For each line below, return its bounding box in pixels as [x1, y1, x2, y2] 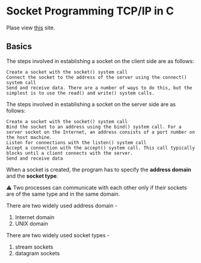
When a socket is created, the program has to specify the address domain [6, 166, 191, 173]
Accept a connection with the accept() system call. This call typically [6, 145, 196, 151]
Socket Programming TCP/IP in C [6, 4, 175, 18]
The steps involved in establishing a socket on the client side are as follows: [6, 57, 194, 64]
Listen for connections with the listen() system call [6, 139, 147, 145]
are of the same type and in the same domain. [6, 190, 120, 198]
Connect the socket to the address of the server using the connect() [6, 74, 187, 80]
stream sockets [14, 243, 54, 250]
